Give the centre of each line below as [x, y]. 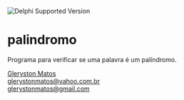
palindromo [42, 40]
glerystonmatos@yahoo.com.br [54, 81]
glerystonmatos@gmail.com [49, 89]
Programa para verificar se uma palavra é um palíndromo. [92, 59]
